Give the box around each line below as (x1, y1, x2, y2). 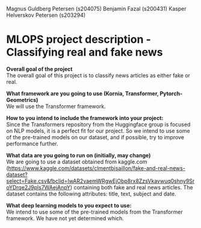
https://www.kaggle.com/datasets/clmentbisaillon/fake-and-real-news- (8, 164, 185, 171)
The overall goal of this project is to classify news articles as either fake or (6, 72, 191, 79)
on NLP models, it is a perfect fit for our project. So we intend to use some (6, 127, 191, 135)
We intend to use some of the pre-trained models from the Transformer (6, 208, 183, 215)
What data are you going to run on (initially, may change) (6, 151, 151, 159)
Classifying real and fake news (6, 45, 163, 59)
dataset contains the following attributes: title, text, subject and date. (6, 190, 176, 197)
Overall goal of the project (6, 65, 73, 72)
